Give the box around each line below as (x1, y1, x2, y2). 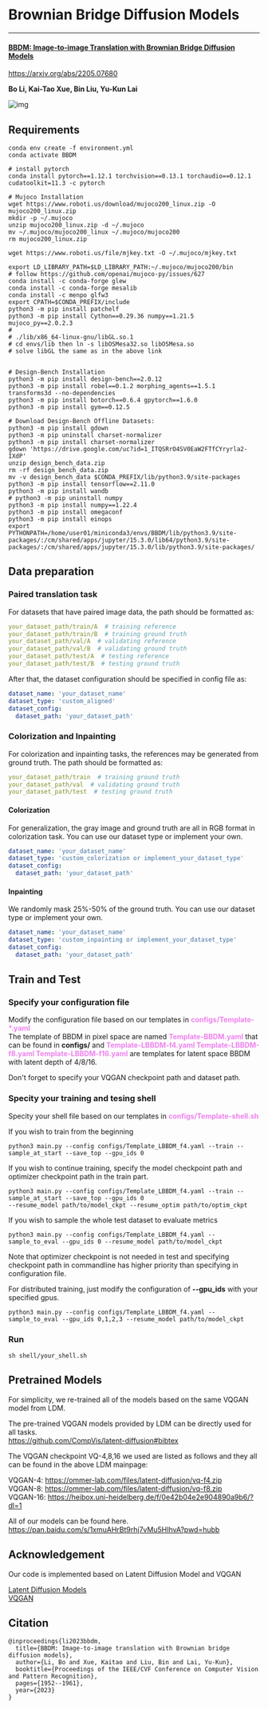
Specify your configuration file (8, 997, 130, 1008)
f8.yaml (8, 1049, 35, 1059)
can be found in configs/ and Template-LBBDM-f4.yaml (8, 1040, 195, 1050)
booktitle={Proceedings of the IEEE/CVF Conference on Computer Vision (15, 1666, 259, 1674)
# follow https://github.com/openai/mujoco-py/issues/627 (8, 270, 205, 278)
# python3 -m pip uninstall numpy (8, 494, 124, 502)
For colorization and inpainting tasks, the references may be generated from (8, 749, 259, 758)
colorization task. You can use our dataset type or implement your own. (8, 831, 243, 841)
